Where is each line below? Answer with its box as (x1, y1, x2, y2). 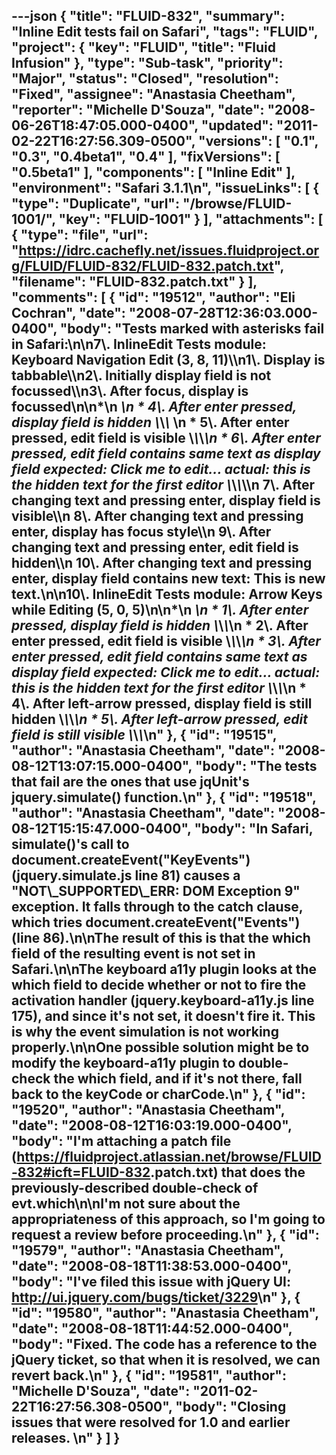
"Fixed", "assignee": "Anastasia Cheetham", (11, 86, 296, 103)
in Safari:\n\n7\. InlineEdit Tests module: (11, 336, 267, 353)
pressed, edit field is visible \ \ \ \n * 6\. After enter (11, 430, 321, 447)
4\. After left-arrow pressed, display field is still (11, 695, 313, 713)
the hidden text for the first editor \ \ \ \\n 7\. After (11, 477, 316, 494)
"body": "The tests (194, 758, 318, 775)
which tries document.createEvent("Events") (11, 914, 301, 931)
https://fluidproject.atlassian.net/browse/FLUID (16, 1149, 322, 1166)
